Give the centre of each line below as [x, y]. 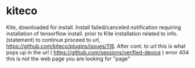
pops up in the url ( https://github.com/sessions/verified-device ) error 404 [97, 52]
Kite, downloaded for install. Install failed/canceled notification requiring [94, 27]
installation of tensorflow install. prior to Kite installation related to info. [92, 33]
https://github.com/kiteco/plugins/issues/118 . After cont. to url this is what [96, 46]
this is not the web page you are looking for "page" [68, 59]
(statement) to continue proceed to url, [53, 40]
